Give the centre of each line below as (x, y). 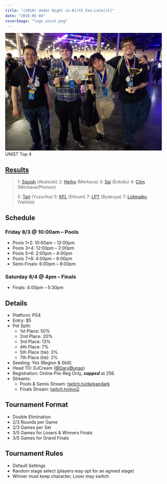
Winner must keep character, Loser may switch (61, 476)
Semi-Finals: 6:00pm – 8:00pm (44, 264)
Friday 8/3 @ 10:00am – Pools (42, 232)
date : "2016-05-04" (25, 16)
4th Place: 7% (34, 347)
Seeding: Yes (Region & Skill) (42, 363)
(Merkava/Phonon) (37, 187)
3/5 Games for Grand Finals (41, 438)
